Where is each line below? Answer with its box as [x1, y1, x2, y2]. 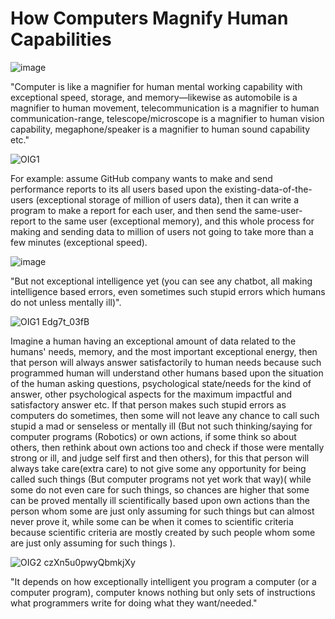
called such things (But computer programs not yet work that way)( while [10, 473, 312, 485]
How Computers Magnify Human [10, 7, 289, 30]
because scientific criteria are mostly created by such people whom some [10, 526, 316, 538]
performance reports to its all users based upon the [10, 183, 223, 195]
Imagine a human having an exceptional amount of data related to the [10, 335, 297, 347]
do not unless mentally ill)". [10, 296, 122, 308]
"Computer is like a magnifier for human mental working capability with [10, 80, 303, 92]
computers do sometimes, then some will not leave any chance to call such [10, 409, 320, 421]
